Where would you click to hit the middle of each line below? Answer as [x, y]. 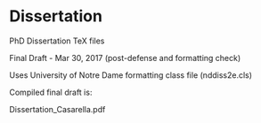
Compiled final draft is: [51, 92]
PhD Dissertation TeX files [57, 41]
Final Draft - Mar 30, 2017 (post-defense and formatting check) [125, 58]
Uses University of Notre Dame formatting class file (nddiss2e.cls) [130, 75]
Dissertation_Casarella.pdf [57, 109]
